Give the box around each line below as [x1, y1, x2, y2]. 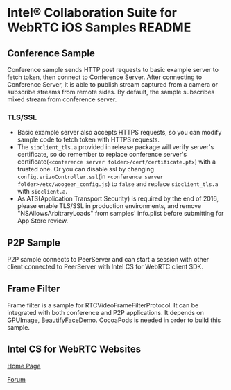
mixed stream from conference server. [7, 95, 117, 103]
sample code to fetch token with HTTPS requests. [17, 135, 160, 144]
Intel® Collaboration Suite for [7, 5, 177, 21]
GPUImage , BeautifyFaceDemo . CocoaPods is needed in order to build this [7, 316, 221, 324]
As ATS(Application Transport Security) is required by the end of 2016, [17, 194, 219, 203]
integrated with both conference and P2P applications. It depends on [7, 308, 205, 316]
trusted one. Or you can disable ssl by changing [17, 165, 155, 173]
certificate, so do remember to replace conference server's [17, 151, 187, 159]
